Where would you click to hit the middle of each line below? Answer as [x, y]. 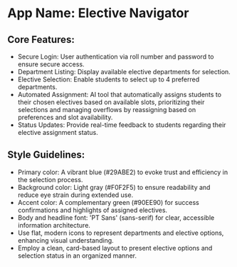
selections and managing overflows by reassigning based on [107, 110]
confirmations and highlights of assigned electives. [93, 210]
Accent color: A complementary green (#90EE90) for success [108, 202]
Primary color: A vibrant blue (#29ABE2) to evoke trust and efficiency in [123, 172]
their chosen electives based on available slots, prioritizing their [111, 102]
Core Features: [41, 40]
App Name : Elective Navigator [98, 13]
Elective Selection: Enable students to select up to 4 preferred [109, 79]
